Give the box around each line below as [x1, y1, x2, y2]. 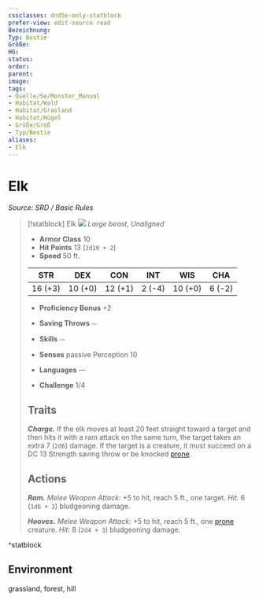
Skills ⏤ [39, 334, 65, 344]
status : [8, 56, 34, 64]
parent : [8, 70, 34, 78]
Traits [27, 403, 57, 417]
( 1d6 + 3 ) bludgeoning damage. [27, 501, 131, 511]
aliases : [8, 135, 37, 144]
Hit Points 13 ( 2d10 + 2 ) [39, 243, 117, 253]
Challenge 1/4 [39, 381, 86, 390]
